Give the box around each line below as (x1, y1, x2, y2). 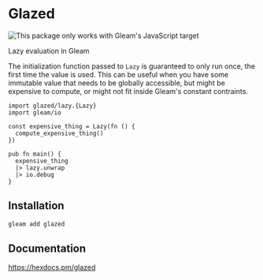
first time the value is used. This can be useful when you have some (8, 69, 229, 79)
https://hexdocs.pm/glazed (8, 263, 96, 272)
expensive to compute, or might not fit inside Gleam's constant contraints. (8, 86, 248, 95)
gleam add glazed (8, 220, 65, 228)
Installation (8, 199, 65, 213)
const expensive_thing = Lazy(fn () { (8, 122, 135, 130)
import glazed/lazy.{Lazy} (8, 102, 97, 110)
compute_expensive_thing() (15, 129, 104, 137)
